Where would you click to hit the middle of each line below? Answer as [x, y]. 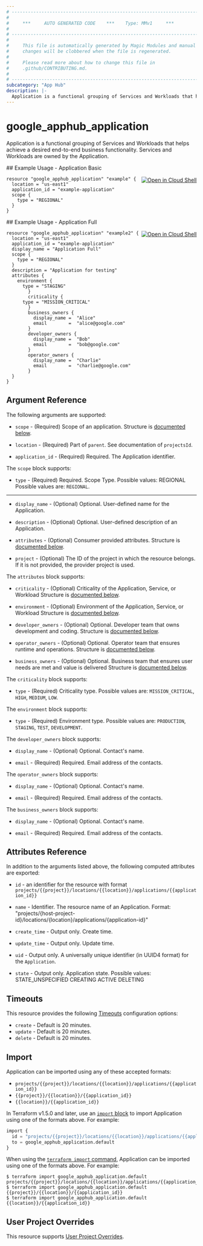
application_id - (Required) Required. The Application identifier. [95, 456]
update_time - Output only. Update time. [65, 944]
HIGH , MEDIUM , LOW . [37, 697]
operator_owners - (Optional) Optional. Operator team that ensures [97, 642]
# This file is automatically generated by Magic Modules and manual [101, 46]
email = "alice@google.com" [79, 323]
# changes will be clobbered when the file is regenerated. [89, 52]
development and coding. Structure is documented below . [87, 631]
